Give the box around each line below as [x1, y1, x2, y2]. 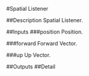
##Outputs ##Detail [6, 63, 56, 70]
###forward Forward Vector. [6, 40, 77, 47]
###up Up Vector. [6, 51, 51, 59]
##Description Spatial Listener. [6, 17, 84, 23]
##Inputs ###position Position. [6, 28, 84, 35]
